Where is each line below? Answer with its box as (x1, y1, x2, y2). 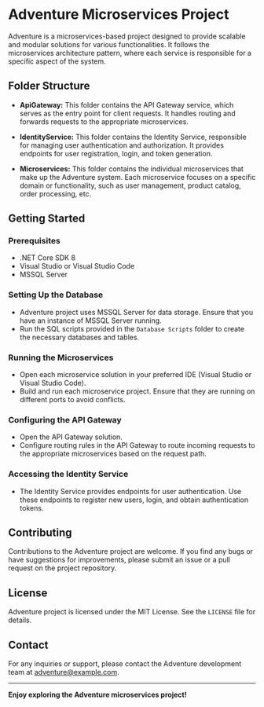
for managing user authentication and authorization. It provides (19, 140, 224, 150)
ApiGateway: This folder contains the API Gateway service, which (19, 100, 234, 109)
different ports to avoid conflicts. (19, 395, 126, 405)
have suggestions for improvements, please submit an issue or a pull (8, 555, 230, 565)
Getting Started (8, 212, 86, 225)
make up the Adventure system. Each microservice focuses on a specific (19, 172, 256, 181)
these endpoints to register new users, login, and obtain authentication (19, 495, 249, 504)
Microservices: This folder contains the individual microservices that (19, 163, 244, 174)
